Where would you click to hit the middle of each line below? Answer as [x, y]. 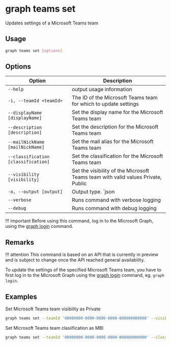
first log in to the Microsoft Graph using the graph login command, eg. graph [85, 275]
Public [79, 184]
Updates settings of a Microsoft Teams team [52, 23]
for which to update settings [105, 104]
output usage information [102, 90]
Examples [21, 296]
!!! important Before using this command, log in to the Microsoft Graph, [79, 221]
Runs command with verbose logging [117, 200]
